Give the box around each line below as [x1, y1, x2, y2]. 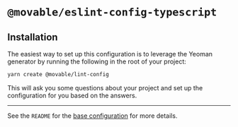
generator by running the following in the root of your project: [7, 57, 186, 66]
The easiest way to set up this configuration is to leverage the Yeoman [7, 50, 213, 58]
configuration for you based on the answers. [7, 91, 137, 99]
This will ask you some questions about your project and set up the [7, 83, 203, 92]
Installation [7, 31, 58, 43]
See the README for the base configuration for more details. [7, 111, 178, 120]
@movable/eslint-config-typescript [7, 6, 217, 19]
